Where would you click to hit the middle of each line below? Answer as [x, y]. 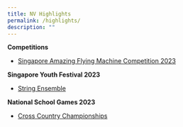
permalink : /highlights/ [44, 21]
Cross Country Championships [62, 116]
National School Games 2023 [51, 102]
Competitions [28, 48]
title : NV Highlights [39, 14]
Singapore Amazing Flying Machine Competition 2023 [96, 61]
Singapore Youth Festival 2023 [54, 74]
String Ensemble [41, 89]
